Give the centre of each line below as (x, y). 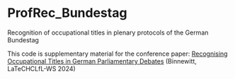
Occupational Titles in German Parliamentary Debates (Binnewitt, (102, 61)
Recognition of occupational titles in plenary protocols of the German (108, 32)
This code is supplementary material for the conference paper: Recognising (117, 54)
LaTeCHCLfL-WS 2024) (41, 68)
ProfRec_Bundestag (67, 13)
